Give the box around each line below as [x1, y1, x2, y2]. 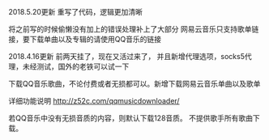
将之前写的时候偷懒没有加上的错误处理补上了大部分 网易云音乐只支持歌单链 [8, 24, 259, 34]
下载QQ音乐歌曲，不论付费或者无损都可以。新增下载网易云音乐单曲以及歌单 [8, 79, 261, 88]
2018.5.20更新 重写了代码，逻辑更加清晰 [8, 7, 143, 16]
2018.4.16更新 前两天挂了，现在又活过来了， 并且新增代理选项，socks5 [8, 52, 246, 61]
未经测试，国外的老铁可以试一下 [22, 62, 130, 71]
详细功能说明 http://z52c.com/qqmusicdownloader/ [8, 96, 180, 105]
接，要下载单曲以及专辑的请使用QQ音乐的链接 [8, 35, 162, 44]
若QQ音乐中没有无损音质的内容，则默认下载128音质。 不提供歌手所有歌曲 [8, 113, 254, 123]
